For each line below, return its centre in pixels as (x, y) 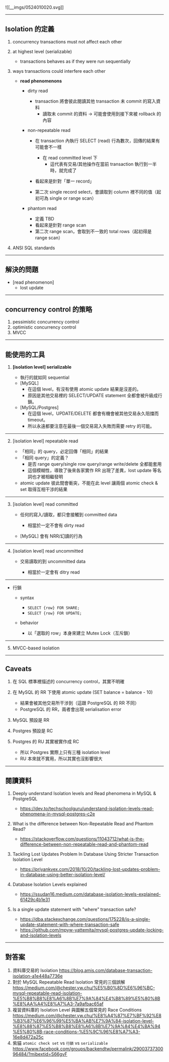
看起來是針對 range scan (61, 225)
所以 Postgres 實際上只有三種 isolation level (65, 753)
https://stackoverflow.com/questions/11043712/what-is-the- (82, 838)
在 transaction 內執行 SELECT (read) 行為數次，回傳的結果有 (97, 141)
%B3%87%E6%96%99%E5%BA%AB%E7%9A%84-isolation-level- (83, 1021)
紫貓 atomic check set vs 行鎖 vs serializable (60, 1043)
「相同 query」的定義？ (44, 458)
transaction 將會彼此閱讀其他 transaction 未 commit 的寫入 (96, 101)
